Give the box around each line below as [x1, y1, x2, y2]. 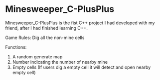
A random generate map [12, 53, 63, 60]
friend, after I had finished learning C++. [5, 25, 88, 31]
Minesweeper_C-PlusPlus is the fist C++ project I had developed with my [5, 20, 155, 26]
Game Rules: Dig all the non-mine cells [5, 35, 85, 40]
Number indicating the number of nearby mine [12, 59, 108, 65]
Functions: [5, 44, 27, 50]
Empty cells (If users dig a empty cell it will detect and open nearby [12, 64, 151, 70]
